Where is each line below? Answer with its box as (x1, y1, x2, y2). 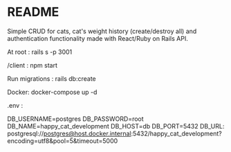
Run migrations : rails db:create (7, 74, 97, 83)
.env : (7, 101, 24, 109)
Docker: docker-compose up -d (7, 88, 98, 96)
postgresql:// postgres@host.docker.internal (7, 129, 131, 137)
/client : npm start (7, 61, 57, 69)
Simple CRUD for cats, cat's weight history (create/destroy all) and (7, 27, 197, 35)
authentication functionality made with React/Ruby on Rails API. (7, 34, 188, 42)
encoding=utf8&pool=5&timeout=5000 (7, 136, 118, 145)
